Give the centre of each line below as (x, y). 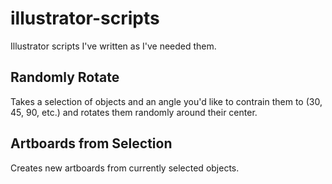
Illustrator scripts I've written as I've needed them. (113, 46)
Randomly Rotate (65, 77)
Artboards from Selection (91, 143)
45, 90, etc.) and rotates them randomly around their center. (134, 112)
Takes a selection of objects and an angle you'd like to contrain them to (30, (166, 101)
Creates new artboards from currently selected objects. (125, 168)
